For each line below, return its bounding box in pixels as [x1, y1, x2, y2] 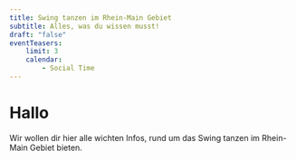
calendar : [25, 55, 63, 64]
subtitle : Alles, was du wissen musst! [9, 22, 160, 31]
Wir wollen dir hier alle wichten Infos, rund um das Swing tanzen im [9, 132, 261, 143]
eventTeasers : [9, 38, 63, 48]
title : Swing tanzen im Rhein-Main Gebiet [9, 13, 172, 23]
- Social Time [42, 64, 95, 73]
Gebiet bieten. [30, 142, 83, 153]
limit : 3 [25, 47, 59, 56]
